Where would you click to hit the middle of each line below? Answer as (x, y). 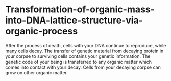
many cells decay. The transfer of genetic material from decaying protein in (84, 51)
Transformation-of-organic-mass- (80, 9)
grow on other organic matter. (36, 72)
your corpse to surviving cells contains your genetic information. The (78, 56)
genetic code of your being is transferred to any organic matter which (79, 62)
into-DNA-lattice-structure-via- (74, 20)
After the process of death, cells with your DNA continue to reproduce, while (86, 45)
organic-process (42, 31)
